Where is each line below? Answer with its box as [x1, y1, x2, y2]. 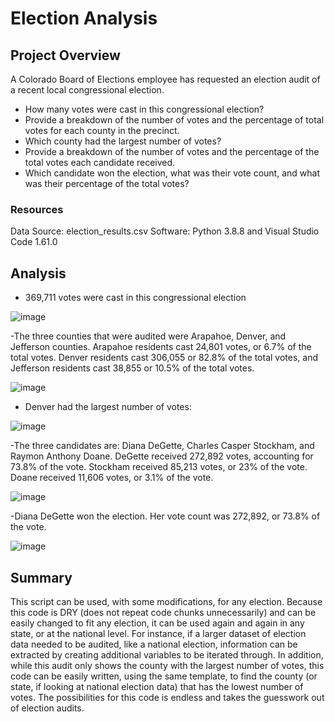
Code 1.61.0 [10, 236, 58, 248]
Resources [10, 202, 64, 216]
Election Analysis [10, 7, 158, 30]
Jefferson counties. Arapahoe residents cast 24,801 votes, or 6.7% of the [10, 341, 312, 353]
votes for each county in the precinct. [24, 125, 180, 136]
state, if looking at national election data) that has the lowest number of [10, 680, 304, 692]
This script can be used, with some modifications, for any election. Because [10, 595, 323, 607]
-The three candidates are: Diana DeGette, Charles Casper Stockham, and [10, 440, 315, 452]
